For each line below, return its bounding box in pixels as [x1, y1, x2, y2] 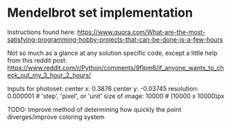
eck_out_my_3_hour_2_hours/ [7, 71, 92, 79]
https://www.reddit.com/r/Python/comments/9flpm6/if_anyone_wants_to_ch [7, 63, 224, 72]
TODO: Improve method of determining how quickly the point [7, 105, 182, 113]
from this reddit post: [7, 56, 67, 64]
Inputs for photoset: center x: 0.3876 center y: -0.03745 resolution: [7, 84, 199, 93]
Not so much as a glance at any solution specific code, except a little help [7, 49, 218, 57]
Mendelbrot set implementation [7, 5, 193, 21]
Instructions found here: [7, 28, 76, 36]
